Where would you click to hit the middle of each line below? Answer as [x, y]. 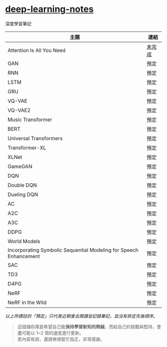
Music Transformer [30, 119]
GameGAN [20, 166]
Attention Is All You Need [37, 50]
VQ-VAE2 [19, 110]
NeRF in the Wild [27, 302]
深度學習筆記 [18, 23]
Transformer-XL [27, 147]
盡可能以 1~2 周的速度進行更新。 [50, 333]
